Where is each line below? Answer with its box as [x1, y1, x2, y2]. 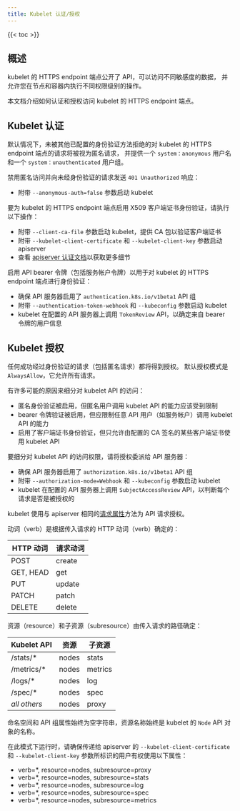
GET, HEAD [11, 568, 49, 578]
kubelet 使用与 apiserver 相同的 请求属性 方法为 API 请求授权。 [7, 510, 189, 518]
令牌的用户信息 [17, 319, 62, 328]
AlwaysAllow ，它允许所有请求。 [7, 371, 99, 380]
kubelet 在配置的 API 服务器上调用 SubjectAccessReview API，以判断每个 [17, 485, 230, 494]
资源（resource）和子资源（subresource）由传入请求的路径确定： [7, 622, 202, 630]
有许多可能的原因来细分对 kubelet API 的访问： [7, 386, 145, 395]
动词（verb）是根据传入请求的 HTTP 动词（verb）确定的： [7, 525, 180, 533]
